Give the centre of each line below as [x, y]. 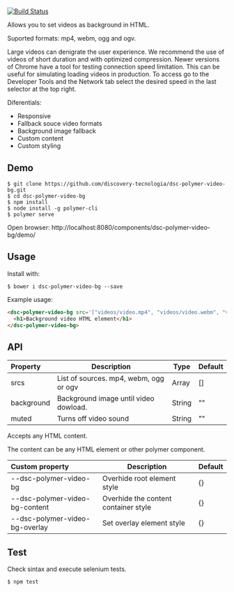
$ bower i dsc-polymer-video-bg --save [65, 287]
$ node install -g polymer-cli [53, 208]
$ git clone [24, 184]
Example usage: [30, 299]
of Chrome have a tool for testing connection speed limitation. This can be [114, 67]
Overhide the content [137, 498]
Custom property [40, 467]
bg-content [30, 507]
